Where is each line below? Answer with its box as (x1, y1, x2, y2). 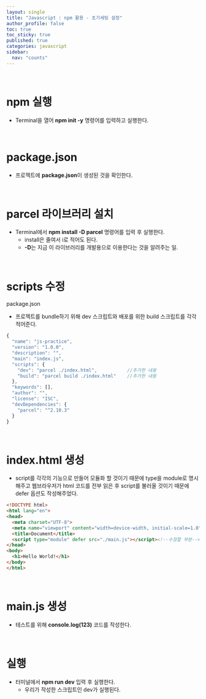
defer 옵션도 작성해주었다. (15, 490, 78, 498)
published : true (6, 37, 48, 44)
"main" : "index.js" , (12, 356, 64, 362)
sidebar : (6, 49, 29, 55)
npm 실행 (6, 95, 52, 109)
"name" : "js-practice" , (12, 338, 72, 345)
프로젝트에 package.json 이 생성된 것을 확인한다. (15, 171, 133, 179)
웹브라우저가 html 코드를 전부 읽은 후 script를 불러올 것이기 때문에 (31, 482, 189, 490)
